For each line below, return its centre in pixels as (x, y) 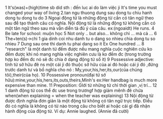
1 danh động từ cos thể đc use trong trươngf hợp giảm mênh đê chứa (74, 90)
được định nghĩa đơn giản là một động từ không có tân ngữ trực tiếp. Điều (79, 101)
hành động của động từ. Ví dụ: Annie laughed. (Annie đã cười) (67, 111)
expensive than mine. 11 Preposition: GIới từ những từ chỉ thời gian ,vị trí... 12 (81, 85)
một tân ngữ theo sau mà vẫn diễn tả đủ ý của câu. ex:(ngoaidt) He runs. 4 (80, 28)
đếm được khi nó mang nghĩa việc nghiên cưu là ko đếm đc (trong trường (78, 54)
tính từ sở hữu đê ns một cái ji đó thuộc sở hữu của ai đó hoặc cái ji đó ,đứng (82, 64)
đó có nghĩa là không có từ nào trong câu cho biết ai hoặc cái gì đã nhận (78, 106)
